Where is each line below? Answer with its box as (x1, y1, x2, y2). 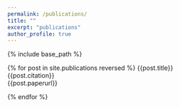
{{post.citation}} (7, 71, 55, 80)
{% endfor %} (7, 93, 48, 101)
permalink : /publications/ (7, 10, 88, 18)
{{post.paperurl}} (7, 79, 58, 88)
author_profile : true (7, 30, 72, 38)
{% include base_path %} (7, 50, 83, 58)
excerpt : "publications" (7, 24, 81, 31)
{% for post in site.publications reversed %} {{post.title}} (7, 63, 174, 72)
